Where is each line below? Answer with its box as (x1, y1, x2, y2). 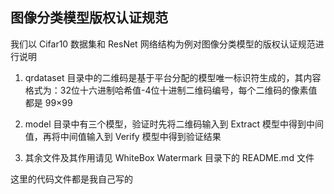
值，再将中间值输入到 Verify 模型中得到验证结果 (24, 130, 222, 142)
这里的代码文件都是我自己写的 (10, 173, 133, 185)
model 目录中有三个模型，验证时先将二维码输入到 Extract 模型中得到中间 (24, 118, 325, 130)
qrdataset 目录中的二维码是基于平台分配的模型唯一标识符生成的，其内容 (24, 71, 322, 83)
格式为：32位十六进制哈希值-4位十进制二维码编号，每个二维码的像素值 (24, 84, 318, 96)
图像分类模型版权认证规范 (10, 9, 168, 27)
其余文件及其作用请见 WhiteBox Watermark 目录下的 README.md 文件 (24, 151, 315, 163)
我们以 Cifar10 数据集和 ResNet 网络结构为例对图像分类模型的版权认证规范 (10, 38, 316, 50)
